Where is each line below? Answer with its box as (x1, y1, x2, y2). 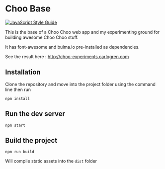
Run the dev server (5, 110, 66, 118)
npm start (5, 123, 26, 128)
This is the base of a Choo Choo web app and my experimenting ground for (5, 29, 160, 35)
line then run (5, 86, 31, 92)
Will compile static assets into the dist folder (5, 158, 97, 164)
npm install (5, 96, 30, 101)
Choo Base (5, 3, 51, 14)
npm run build (5, 150, 35, 155)
